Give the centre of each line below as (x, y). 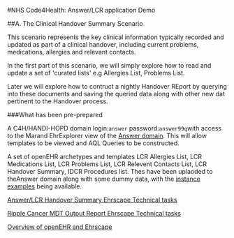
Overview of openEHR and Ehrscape (60, 227)
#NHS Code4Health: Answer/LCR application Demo (81, 10)
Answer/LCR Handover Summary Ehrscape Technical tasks (92, 200)
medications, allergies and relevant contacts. (72, 52)
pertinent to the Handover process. (58, 101)
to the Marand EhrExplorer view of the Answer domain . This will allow (107, 136)
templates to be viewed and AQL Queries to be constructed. (93, 143)
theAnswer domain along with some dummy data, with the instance (104, 179)
